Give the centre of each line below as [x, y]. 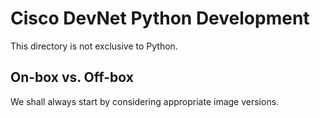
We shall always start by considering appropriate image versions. [145, 101]
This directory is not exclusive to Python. [94, 46]
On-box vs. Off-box [72, 77]
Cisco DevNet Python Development [160, 18]
